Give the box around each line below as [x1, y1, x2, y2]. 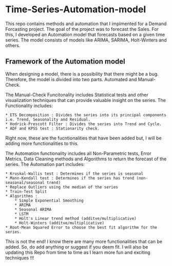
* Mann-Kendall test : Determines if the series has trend [5, 175, 135, 180]
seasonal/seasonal [5, 180, 45, 185]
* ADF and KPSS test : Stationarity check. [5, 126, 100, 131]
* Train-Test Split [5, 189, 47, 194]
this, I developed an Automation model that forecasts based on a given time [5, 31, 165, 37]
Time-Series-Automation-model [5, 4, 146, 15]
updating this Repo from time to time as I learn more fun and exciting [5, 249, 150, 255]
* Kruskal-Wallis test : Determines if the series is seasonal [5, 171, 144, 176]
